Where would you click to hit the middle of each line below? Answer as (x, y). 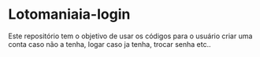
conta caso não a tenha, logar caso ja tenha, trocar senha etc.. (110, 44)
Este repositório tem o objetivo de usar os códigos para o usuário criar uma (130, 36)
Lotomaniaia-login (69, 14)
